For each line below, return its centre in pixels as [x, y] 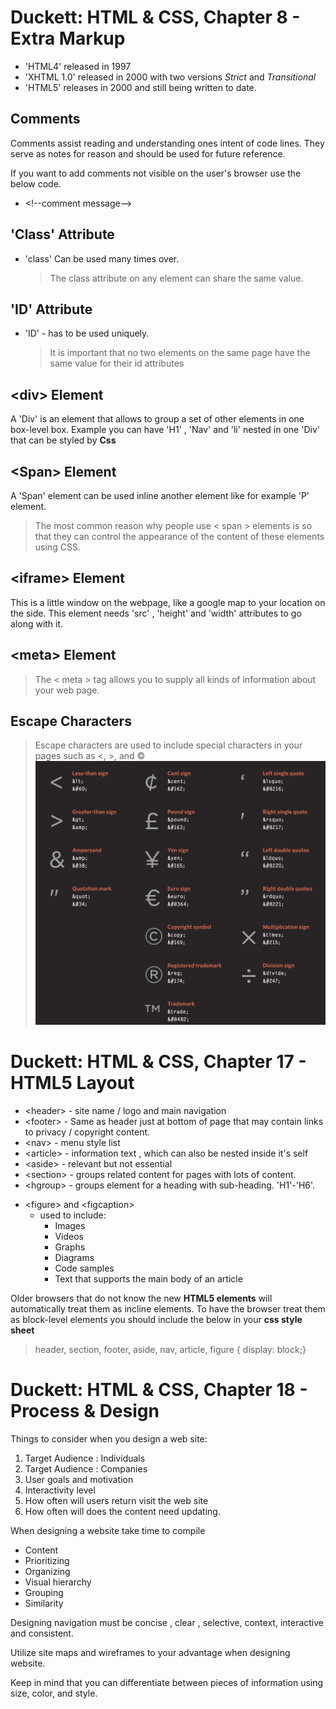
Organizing [47, 1571]
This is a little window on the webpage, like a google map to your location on [168, 602]
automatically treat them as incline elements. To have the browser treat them [168, 1308]
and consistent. [42, 1633]
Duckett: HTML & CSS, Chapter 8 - [155, 17]
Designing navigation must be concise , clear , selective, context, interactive [167, 1622]
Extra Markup [68, 38]
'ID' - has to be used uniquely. [87, 333]
